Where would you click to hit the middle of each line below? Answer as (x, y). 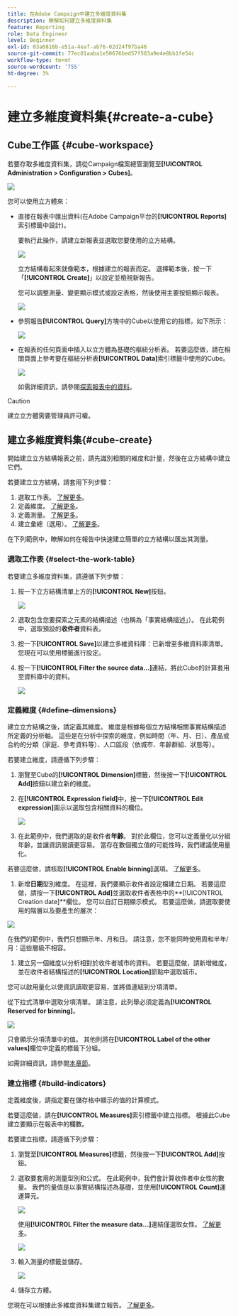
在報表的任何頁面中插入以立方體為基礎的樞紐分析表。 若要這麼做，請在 (121, 349)
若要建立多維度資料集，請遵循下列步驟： (66, 576)
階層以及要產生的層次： (64, 910)
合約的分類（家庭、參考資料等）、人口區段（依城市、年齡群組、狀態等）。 (113, 744)
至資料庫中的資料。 (46, 676)
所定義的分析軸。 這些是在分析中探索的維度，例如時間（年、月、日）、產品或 (118, 735)
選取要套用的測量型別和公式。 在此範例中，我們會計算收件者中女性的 (118, 1178)
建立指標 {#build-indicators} (57, 1083)
